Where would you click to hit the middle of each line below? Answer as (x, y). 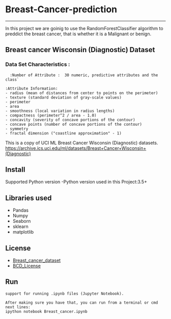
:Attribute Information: (32, 88)
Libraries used (28, 198)
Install (15, 170)
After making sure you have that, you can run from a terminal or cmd (82, 303)
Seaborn (22, 221)
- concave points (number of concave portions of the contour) (74, 124)
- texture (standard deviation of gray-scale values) (64, 97)
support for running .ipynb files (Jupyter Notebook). (65, 293)
